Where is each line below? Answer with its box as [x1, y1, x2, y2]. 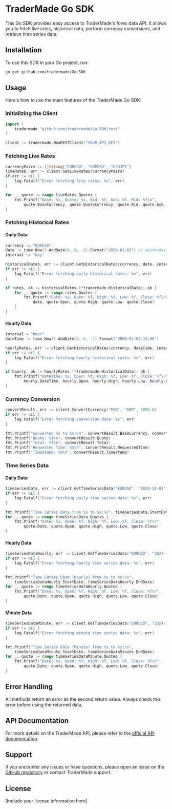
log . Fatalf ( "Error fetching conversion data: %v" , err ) [14, 416, 137, 422]
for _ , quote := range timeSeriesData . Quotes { [5, 514, 109, 519]
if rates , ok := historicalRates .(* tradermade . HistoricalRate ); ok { [5, 285, 157, 290]
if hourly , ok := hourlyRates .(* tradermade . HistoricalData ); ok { [5, 369, 150, 374]
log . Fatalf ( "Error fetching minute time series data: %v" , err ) [14, 630, 155, 636]
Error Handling [5, 682, 53, 691]
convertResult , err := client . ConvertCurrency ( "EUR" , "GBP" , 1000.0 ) [5, 407, 157, 413]
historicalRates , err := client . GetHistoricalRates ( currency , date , [5, 262, 155, 267]
